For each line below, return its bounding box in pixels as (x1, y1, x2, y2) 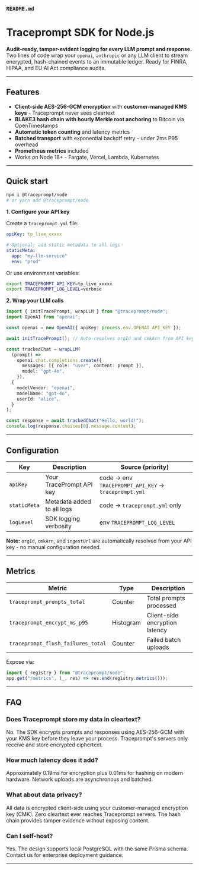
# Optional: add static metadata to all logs (6, 242, 120, 248)
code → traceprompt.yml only (99, 501, 182, 509)
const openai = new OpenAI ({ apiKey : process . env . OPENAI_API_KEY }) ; (6, 325, 182, 331)
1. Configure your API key (6, 208, 70, 216)
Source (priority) (120, 463, 169, 471)
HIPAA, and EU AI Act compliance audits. (6, 64, 106, 71)
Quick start (6, 176, 49, 187)
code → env (99, 474, 133, 482)
